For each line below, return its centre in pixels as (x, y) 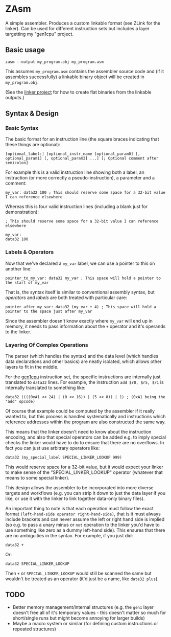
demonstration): (22, 212)
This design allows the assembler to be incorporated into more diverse (80, 488)
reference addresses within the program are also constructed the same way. (86, 422)
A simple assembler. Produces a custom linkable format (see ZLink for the (83, 23)
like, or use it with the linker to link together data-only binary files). (75, 498)
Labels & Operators (30, 252)
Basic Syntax (22, 128)
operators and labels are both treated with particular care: (66, 298)
